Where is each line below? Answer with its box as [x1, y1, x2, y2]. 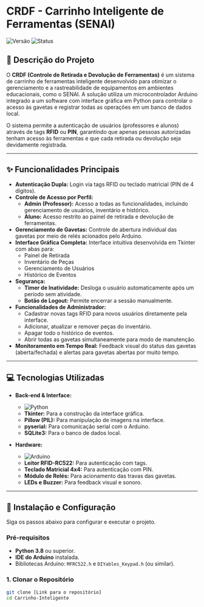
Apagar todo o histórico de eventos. [24, 329, 114, 336]
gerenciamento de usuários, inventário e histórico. [24, 206, 150, 213]
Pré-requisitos [6, 533, 50, 542]
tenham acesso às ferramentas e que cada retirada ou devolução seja [6, 134, 181, 142]
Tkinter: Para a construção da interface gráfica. [24, 410, 144, 417]
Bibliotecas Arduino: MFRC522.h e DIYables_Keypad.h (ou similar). [15, 560, 175, 567]
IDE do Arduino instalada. [15, 553, 80, 561]
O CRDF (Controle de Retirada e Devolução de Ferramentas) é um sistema [6, 71, 195, 78]
